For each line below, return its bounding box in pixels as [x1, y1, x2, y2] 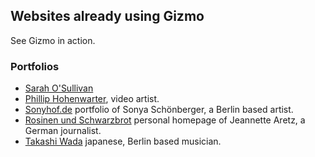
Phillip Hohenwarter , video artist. [24, 93, 160, 105]
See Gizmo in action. [10, 34, 96, 46]
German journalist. [24, 125, 102, 137]
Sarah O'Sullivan [24, 82, 94, 94]
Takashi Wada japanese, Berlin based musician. [24, 135, 222, 148]
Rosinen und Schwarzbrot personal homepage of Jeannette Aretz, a [24, 114, 306, 126]
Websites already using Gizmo [10, 8, 205, 25]
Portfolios [10, 59, 60, 73]
